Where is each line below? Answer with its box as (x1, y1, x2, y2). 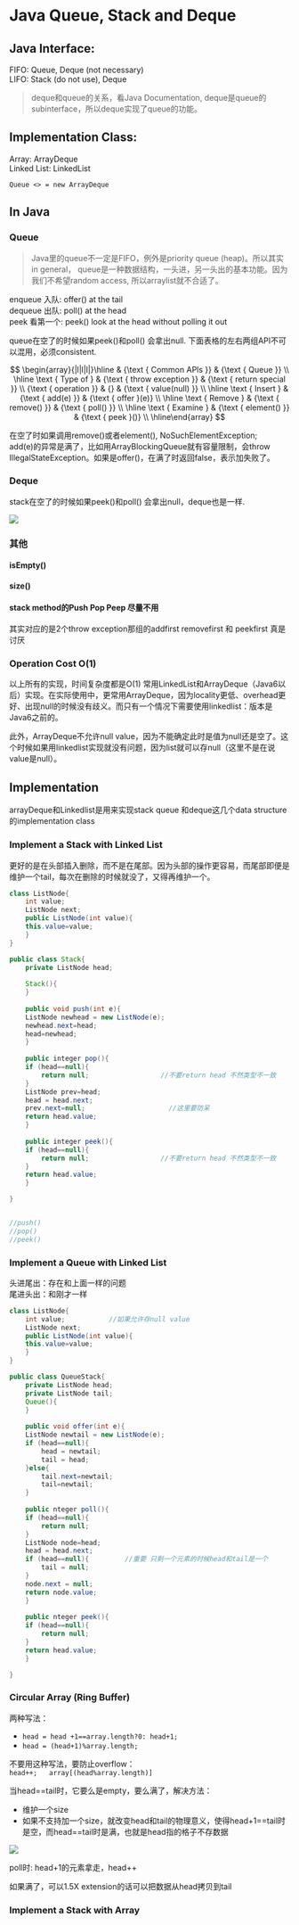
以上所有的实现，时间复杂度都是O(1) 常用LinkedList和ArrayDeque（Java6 (9, 679, 279, 689)
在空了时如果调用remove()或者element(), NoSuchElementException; (9, 430, 258, 440)
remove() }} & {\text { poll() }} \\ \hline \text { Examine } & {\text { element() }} (9, 402, 290, 413)
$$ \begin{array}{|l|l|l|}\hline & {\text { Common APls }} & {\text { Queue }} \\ (10, 364, 289, 374)
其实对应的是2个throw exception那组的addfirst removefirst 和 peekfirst (9, 623, 269, 634)
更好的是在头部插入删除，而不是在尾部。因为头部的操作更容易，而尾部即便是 (9, 860, 290, 870)
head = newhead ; (25, 1029, 77, 1039)
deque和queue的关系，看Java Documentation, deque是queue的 (30, 93, 267, 103)
